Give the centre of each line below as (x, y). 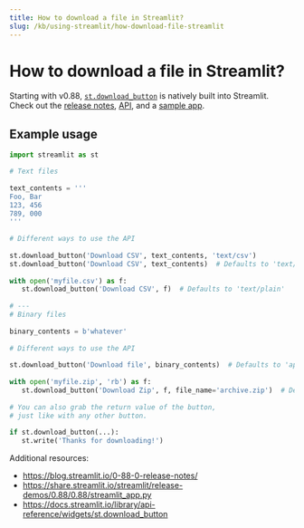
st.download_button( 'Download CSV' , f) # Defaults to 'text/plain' (153, 289)
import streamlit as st (54, 155)
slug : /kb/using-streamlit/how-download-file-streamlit (117, 26)
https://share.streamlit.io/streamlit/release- (103, 485)
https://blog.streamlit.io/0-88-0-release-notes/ (110, 475)
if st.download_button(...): (64, 432)
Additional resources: (49, 458)
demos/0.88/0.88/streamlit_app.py (87, 495)
